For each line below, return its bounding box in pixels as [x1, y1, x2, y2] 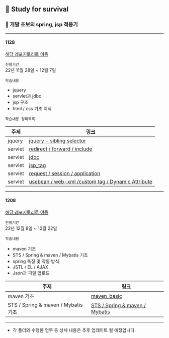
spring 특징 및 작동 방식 [12, 259, 59, 265]
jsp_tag [29, 161, 46, 168]
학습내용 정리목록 [5, 116, 35, 121]
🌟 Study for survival [5, 5, 69, 14]
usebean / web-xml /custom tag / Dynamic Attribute [29, 178, 152, 185]
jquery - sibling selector [29, 137, 87, 144]
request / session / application [29, 170, 101, 177]
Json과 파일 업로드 [12, 270, 50, 276]
